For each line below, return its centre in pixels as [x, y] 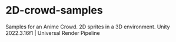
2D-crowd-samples [54, 10]
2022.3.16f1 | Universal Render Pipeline [53, 33]
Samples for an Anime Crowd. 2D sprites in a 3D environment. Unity [88, 27]
